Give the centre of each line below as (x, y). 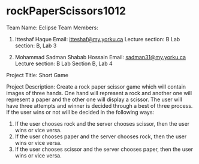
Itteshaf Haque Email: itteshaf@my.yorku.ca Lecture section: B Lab (97, 39)
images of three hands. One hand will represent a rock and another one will (99, 93)
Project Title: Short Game (37, 75)
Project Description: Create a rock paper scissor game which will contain (96, 86)
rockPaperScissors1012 (66, 11)
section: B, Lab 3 (36, 45)
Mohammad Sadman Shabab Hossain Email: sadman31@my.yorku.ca (100, 57)
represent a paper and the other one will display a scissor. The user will (94, 99)
